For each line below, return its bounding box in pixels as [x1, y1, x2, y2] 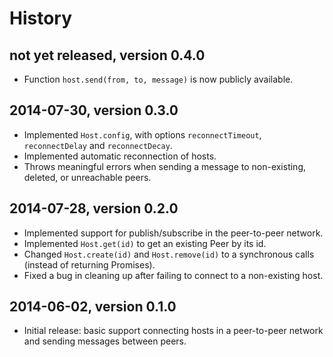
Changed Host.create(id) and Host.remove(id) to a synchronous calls [23, 248, 315, 260]
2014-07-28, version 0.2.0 [9, 200, 179, 217]
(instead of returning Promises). [23, 258, 156, 271]
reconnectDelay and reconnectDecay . [23, 139, 173, 151]
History [9, 7, 73, 30]
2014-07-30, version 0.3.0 [9, 102, 179, 119]
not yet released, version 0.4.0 [9, 47, 206, 64]
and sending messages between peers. [23, 335, 187, 347]
